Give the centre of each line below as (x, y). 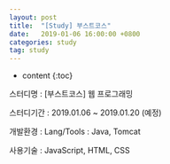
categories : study (43, 42)
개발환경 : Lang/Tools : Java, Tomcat (75, 132)
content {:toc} (47, 75)
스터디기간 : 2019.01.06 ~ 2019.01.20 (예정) (85, 113)
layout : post (33, 17)
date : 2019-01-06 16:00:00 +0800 (75, 34)
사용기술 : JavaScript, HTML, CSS (70, 151)
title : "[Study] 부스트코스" (60, 26)
